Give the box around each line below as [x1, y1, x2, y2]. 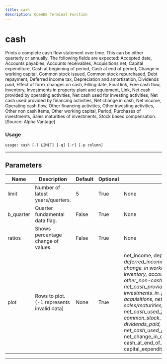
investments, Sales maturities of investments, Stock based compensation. [5, 113, 157, 120]
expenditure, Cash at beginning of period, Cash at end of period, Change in [5, 66, 160, 72]
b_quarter [7, 211, 31, 218]
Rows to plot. [35, 293, 66, 300]
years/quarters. [35, 196, 71, 203]
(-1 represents [35, 299, 71, 306]
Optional [98, 176, 119, 182]
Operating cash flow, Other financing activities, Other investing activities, [5, 103, 155, 109]
